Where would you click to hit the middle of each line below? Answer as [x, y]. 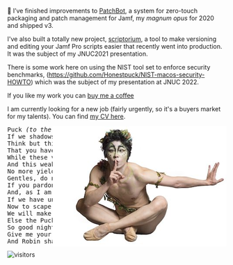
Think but [24, 144]
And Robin [24, 241]
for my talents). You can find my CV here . [66, 116]
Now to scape [30, 206]
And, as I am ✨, [61, 192]
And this [22, 164]
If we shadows [31, 137]
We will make [30, 213]
